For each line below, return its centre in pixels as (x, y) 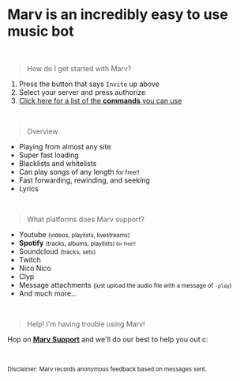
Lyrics (28, 188)
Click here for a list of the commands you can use (100, 100)
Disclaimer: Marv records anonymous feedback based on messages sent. (107, 369)
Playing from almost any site (65, 146)
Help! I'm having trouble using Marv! (86, 324)
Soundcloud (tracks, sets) (57, 251)
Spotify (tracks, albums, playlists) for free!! (77, 243)
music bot (41, 31)
